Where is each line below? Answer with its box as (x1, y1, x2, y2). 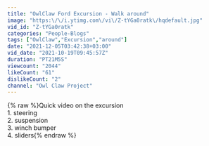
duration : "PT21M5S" (7, 56, 68, 63)
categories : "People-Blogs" (7, 29, 90, 37)
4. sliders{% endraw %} (7, 131, 77, 140)
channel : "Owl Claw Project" (7, 82, 93, 89)
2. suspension (7, 117, 49, 125)
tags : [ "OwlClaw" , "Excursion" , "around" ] (7, 36, 128, 44)
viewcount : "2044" (7, 62, 61, 69)
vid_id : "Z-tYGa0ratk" (7, 23, 74, 30)
